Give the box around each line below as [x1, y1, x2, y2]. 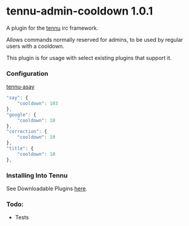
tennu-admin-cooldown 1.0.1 [6, 4, 153, 18]
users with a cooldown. [6, 42, 65, 50]
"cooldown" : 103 [17, 101, 59, 107]
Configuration [6, 69, 48, 78]
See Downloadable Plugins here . [6, 185, 88, 192]
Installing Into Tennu [6, 171, 68, 179]
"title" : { [6, 145, 34, 152]
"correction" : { [6, 128, 47, 135]
